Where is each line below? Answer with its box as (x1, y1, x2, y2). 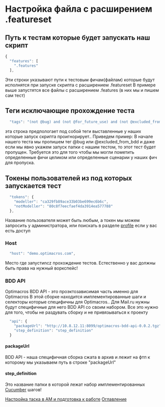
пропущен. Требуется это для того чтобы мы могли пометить (5, 149, 135, 155)
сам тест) (5, 92, 26, 98)
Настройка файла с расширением (5, 3, 152, 15)
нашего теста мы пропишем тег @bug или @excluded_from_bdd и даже (5, 139, 155, 145)
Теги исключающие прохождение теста (5, 107, 135, 115)
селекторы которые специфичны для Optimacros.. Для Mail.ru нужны (5, 298, 150, 305)
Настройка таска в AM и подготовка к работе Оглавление (5, 396, 127, 402)
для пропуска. (5, 160, 35, 165)
